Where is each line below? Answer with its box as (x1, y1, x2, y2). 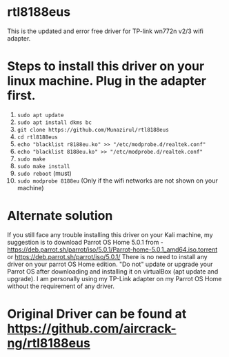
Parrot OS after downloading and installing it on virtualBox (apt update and (7, 267, 219, 276)
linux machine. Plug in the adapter (7, 73, 207, 89)
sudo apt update (17, 112, 64, 119)
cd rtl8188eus (17, 134, 58, 141)
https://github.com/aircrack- (7, 321, 177, 336)
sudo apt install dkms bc (17, 119, 92, 126)
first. (7, 88, 36, 103)
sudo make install (17, 163, 70, 170)
